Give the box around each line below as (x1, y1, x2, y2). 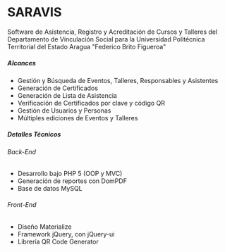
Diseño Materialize (17, 222, 72, 231)
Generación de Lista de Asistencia (17, 91, 118, 99)
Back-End (7, 147, 37, 156)
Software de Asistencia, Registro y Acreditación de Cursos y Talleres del (7, 27, 218, 36)
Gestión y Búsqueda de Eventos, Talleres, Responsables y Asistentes (17, 76, 219, 84)
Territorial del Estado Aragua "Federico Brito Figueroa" (7, 42, 166, 51)
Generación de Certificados (17, 84, 99, 92)
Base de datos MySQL (17, 184, 83, 193)
